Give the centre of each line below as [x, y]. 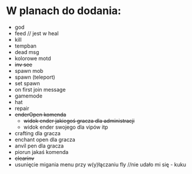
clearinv [24, 158]
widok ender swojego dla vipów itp [66, 127]
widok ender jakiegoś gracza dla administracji [79, 121]
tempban [26, 46]
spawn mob [29, 71]
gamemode [29, 96]
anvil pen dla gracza [39, 146]
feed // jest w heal [37, 33]
